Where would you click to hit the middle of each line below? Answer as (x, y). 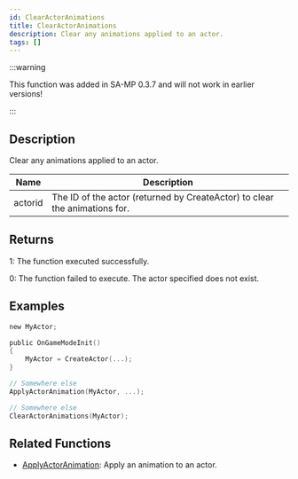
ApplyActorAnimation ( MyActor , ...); (77, 391)
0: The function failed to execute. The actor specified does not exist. (134, 278)
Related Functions (60, 443)
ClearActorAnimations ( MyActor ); (69, 416)
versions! (26, 94)
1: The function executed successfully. (79, 261)
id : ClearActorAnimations (57, 17)
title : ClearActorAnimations (63, 26)
